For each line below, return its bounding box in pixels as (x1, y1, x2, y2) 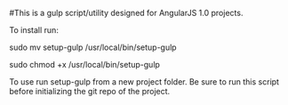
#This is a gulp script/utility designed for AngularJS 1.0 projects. (9, 8, 244, 18)
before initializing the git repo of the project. (9, 86, 171, 96)
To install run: (9, 25, 60, 35)
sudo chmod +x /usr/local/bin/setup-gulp (9, 60, 160, 69)
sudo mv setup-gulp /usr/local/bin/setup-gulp (9, 42, 177, 52)
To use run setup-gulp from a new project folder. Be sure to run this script (9, 77, 280, 87)
